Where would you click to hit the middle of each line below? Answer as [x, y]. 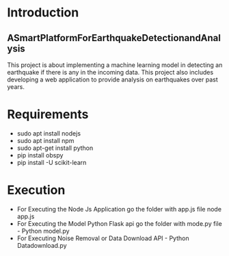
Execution [36, 190]
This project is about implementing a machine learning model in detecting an [115, 65]
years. [16, 87]
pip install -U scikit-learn [52, 162]
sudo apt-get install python [55, 148]
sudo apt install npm [45, 140]
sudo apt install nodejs [49, 133]
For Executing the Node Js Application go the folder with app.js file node [119, 209]
